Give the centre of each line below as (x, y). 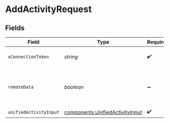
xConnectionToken (28, 57)
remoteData (21, 87)
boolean (74, 87)
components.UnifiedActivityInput (103, 112)
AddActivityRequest (49, 9)
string (71, 57)
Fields (15, 28)
